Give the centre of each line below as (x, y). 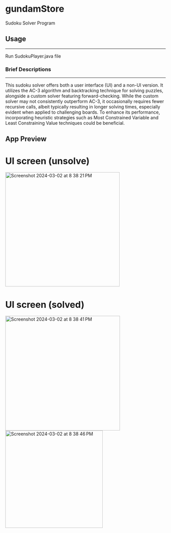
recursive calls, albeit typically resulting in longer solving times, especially (83, 107)
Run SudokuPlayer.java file (33, 56)
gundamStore (35, 9)
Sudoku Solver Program (30, 23)
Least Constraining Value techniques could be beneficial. (65, 123)
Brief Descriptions (28, 69)
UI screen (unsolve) (48, 161)
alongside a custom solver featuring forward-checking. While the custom (82, 96)
